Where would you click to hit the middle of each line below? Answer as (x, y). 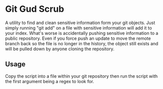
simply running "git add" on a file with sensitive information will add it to (79, 28)
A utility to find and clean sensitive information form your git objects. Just (80, 23)
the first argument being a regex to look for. (50, 81)
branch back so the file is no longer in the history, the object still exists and (82, 43)
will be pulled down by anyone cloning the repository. (60, 49)
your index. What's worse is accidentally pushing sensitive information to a (82, 33)
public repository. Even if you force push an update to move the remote (78, 38)
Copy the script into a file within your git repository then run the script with (81, 76)
